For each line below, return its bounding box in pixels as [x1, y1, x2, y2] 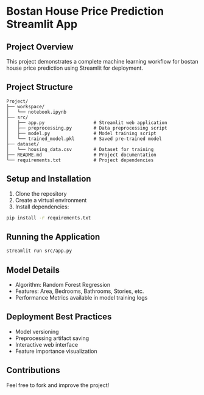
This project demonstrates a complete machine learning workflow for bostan [6, 58, 199, 65]
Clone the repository [15, 190, 67, 197]
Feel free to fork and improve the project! [6, 381, 110, 389]
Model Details [6, 265, 60, 275]
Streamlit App [6, 17, 78, 31]
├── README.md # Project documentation [6, 152, 157, 158]
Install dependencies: [15, 203, 69, 210]
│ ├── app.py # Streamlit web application [6, 119, 167, 126]
